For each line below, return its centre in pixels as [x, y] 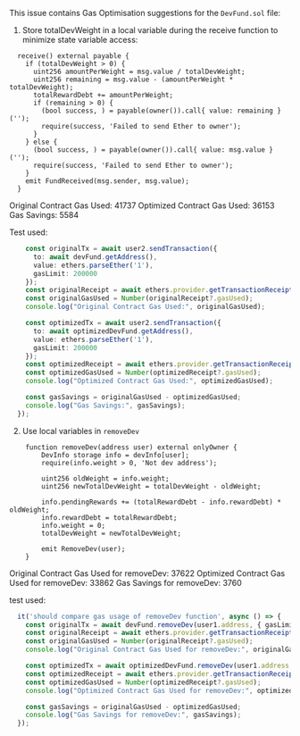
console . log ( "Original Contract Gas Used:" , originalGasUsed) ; [146, 307]
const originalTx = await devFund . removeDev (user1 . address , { [143, 624]
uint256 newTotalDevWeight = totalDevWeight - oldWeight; [151, 486]
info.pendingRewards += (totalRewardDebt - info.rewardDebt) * [161, 502]
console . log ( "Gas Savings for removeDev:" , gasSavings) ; [133, 715]
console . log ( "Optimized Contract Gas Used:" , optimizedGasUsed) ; [150, 381]
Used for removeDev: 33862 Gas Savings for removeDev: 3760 [126, 582]
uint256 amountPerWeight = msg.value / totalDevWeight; [139, 71]
